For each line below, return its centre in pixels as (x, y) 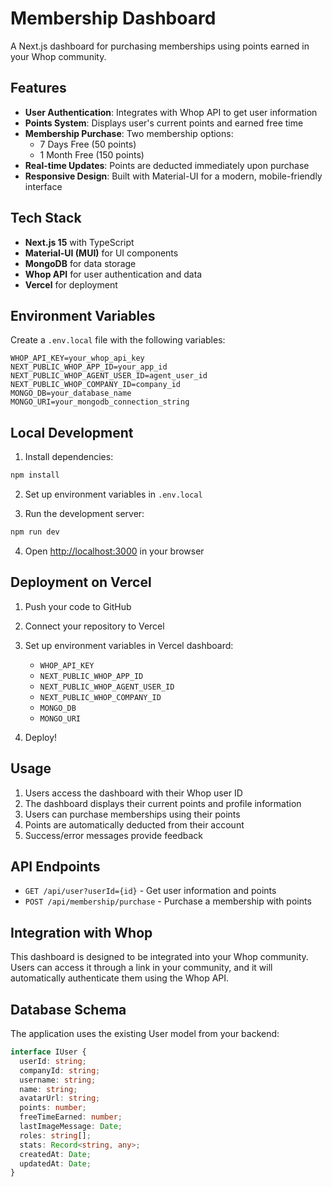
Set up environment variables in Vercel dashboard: (129, 645)
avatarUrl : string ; (60, 1098)
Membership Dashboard (113, 18)
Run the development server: (84, 514)
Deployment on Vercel (81, 582)
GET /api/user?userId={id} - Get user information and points (150, 891)
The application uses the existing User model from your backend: (145, 1033)
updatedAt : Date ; (55, 1163)
